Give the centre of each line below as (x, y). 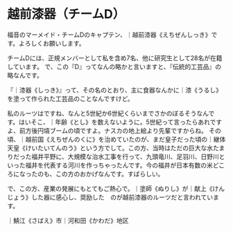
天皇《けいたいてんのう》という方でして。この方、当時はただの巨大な (107, 148)
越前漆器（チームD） (66, 14)
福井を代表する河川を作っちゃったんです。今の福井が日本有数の (116, 165)
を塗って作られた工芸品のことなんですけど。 (70, 98)
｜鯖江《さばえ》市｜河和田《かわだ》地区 (68, 220)
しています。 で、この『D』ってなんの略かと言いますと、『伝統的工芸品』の (114, 66)
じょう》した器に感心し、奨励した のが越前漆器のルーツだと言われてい (110, 197)
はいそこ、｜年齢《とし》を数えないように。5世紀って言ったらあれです (120, 122)
